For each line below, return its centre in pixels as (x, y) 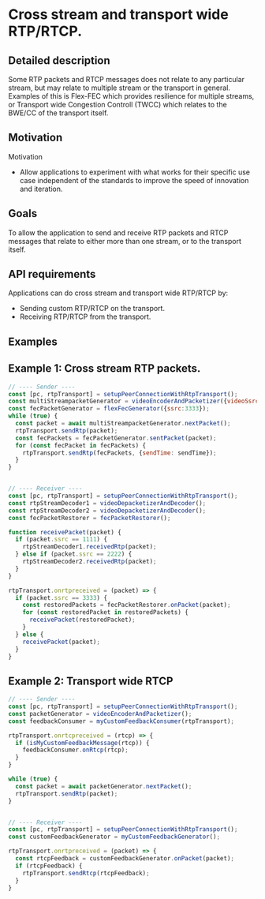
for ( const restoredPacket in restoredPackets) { (106, 612)
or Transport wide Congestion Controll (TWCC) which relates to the (118, 105)
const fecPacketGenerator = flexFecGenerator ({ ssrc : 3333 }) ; (109, 409)
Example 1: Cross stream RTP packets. (105, 369)
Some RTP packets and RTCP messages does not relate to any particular (127, 79)
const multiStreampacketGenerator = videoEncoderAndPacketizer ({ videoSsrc (134, 401)
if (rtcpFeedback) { (49, 866)
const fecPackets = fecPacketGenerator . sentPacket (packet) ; (116, 438)
